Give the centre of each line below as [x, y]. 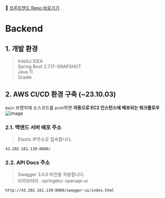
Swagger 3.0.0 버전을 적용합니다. [51, 175]
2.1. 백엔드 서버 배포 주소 [33, 127]
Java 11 [25, 72]
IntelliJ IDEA [30, 61]
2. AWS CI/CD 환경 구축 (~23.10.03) [61, 94]
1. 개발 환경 [22, 48]
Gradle [25, 77]
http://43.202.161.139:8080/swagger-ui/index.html [60, 190]
